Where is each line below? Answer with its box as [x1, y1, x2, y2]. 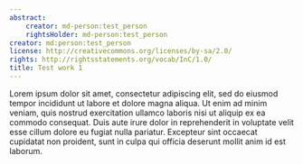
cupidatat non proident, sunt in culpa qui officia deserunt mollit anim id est [9, 136, 287, 147]
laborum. [9, 145, 43, 156]
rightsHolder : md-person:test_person [25, 30, 168, 39]
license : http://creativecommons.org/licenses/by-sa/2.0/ [9, 47, 232, 56]
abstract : [9, 13, 47, 23]
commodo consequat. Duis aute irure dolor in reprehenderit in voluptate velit [9, 116, 294, 127]
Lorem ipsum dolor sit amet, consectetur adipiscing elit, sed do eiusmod [9, 87, 279, 99]
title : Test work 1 [9, 64, 83, 73]
